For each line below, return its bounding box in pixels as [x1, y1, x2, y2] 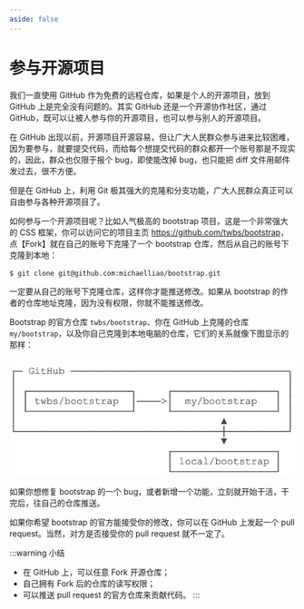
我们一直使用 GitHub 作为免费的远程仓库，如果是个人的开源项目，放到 [9, 89, 270, 100]
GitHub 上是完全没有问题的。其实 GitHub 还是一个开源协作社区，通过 [9, 101, 268, 112]
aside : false [9, 15, 59, 24]
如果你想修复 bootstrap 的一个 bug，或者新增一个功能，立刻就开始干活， [9, 486, 281, 497]
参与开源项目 [9, 57, 106, 78]
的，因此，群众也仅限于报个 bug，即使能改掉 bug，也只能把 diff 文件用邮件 [9, 154, 290, 165]
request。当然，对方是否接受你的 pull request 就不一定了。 [9, 528, 230, 539]
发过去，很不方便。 [9, 165, 82, 176]
